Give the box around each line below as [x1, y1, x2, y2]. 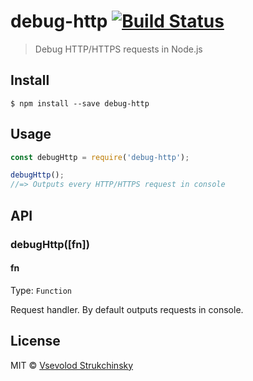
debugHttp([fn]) [10, 237, 90, 251]
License [10, 333, 61, 350]
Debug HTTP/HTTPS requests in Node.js [34, 43, 203, 55]
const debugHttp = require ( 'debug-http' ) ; [10, 152, 190, 162]
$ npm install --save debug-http [10, 98, 150, 109]
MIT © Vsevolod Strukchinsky [10, 359, 134, 371]
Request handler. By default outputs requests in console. [10, 303, 244, 315]
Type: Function [10, 284, 73, 296]
